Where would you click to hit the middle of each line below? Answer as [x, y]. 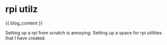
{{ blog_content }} [24, 23]
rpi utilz [22, 9]
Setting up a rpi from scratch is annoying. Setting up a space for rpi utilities [84, 32]
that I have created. [25, 38]
